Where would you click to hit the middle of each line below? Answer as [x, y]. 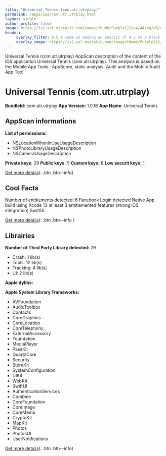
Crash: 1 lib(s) [26, 257]
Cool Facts [22, 188]
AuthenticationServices [36, 392]
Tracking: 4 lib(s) [30, 268]
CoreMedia [24, 412]
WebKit [20, 381]
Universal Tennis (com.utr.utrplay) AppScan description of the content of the [83, 56]
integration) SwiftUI [25, 211]
